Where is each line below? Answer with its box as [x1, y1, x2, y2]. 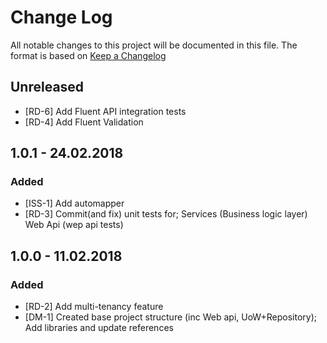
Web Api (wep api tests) [24, 219, 124, 231]
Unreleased [10, 79, 85, 96]
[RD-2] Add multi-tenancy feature [24, 301, 164, 313]
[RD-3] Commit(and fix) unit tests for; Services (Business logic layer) [24, 208, 308, 220]
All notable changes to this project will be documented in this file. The [10, 39, 298, 51]
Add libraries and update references [24, 322, 174, 334]
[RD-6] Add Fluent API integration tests [24, 105, 187, 117]
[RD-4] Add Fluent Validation [24, 116, 144, 128]
